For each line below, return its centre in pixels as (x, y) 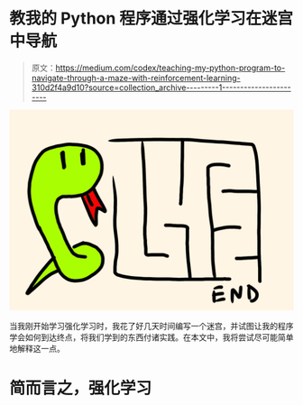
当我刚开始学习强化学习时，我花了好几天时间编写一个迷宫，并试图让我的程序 (151, 327)
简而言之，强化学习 (81, 388)
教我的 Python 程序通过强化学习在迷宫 (151, 18)
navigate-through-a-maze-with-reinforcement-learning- (136, 78)
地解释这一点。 (37, 349)
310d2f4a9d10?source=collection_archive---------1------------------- (161, 87)
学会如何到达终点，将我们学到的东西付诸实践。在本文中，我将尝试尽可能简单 (151, 337)
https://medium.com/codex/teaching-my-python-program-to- (170, 68)
